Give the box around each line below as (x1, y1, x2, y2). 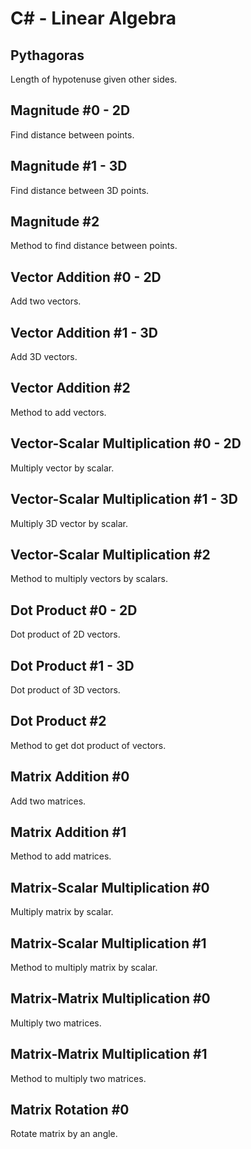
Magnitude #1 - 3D (10, 158, 128, 175)
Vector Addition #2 (10, 380, 131, 397)
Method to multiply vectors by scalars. (10, 573, 168, 585)
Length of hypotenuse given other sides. (10, 73, 178, 85)
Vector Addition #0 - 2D (10, 268, 162, 286)
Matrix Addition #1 (10, 823, 127, 841)
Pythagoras (10, 47, 85, 64)
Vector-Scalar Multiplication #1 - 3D (10, 491, 239, 508)
